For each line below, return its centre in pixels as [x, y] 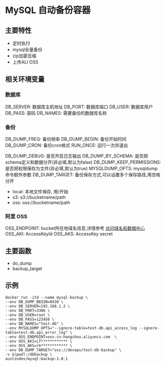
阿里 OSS [16, 216]
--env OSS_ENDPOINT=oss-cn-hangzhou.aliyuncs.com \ [61, 337]
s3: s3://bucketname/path [39, 197]
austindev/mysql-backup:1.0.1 [37, 358]
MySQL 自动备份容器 [48, 10]
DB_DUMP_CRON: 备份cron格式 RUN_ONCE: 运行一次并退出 [67, 145]
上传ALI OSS [25, 62]
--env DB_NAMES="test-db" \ [34, 323]
